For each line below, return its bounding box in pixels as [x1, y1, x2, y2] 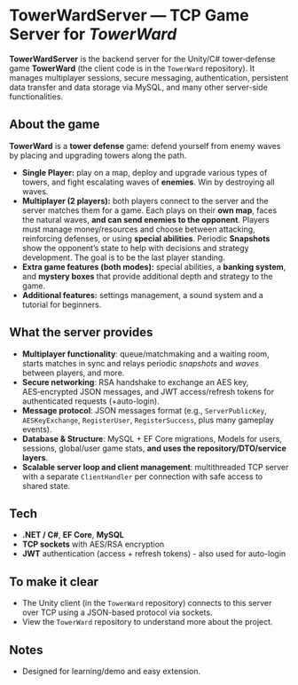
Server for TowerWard [9, 24, 177, 44]
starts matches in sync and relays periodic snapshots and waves [21, 358, 260, 368]
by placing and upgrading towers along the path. [9, 150, 187, 161]
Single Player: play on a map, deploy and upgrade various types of [21, 167, 268, 177]
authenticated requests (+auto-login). [21, 396, 160, 406]
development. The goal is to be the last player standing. [21, 252, 226, 263]
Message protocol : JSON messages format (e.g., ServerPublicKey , [21, 405, 268, 415]
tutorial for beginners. [21, 299, 102, 310]
